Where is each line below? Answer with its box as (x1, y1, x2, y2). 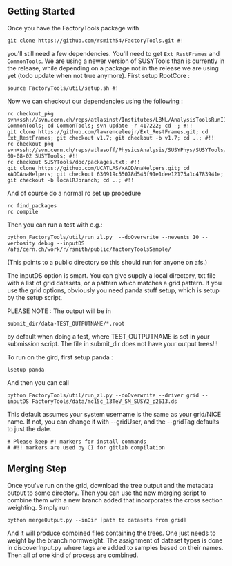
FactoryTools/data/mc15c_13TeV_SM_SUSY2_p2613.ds (32, 397, 177, 405)
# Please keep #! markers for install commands (7, 438, 147, 445)
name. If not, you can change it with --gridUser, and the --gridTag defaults (7, 417, 220, 426)
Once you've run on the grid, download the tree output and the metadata (7, 481, 214, 489)
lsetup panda (7, 366, 45, 373)
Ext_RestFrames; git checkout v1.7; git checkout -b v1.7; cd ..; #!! (7, 134, 215, 141)
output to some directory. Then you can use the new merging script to (7, 489, 207, 497)
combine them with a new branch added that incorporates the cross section (7, 496, 223, 504)
